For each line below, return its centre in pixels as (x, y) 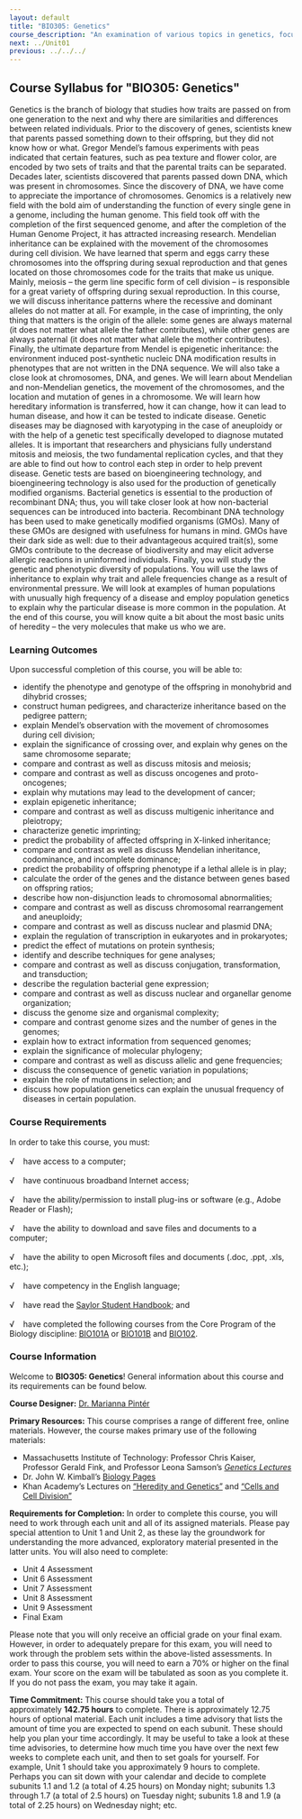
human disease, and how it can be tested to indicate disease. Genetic (138, 416)
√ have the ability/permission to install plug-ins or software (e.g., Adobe (145, 1199)
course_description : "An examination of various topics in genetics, (142, 34)
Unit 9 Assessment (57, 1607)
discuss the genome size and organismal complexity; (120, 1013)
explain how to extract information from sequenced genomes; (137, 1041)
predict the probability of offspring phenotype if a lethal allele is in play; (155, 869)
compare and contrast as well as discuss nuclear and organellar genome (157, 993)
